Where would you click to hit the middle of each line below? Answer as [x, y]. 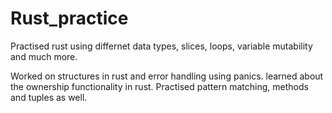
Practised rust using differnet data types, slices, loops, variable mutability [161, 46]
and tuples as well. [49, 97]
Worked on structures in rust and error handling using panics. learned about [167, 76]
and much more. [44, 56]
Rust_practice [69, 18]
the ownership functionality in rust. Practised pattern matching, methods [159, 86]
